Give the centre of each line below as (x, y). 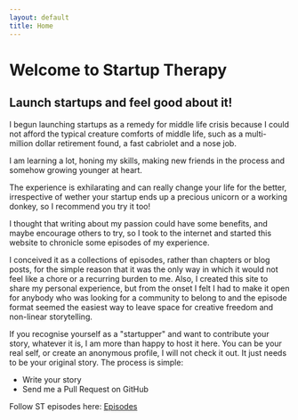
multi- (255, 134)
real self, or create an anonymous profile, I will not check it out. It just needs (148, 352)
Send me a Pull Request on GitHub (85, 389)
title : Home (31, 26)
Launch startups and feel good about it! (121, 103)
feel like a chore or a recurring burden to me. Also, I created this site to (139, 278)
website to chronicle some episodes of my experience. (110, 243)
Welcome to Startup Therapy (118, 70)
